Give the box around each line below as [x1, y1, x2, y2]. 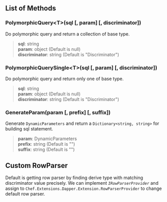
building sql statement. [5, 126, 53, 132]
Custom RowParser [5, 161, 68, 170]
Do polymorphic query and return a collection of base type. [5, 30, 130, 37]
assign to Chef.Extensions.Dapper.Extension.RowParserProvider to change [5, 185, 162, 192]
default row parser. [5, 191, 45, 197]
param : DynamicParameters [17, 136, 77, 142]
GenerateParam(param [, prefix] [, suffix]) [5, 109, 111, 116]
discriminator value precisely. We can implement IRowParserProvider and [5, 180, 159, 186]
